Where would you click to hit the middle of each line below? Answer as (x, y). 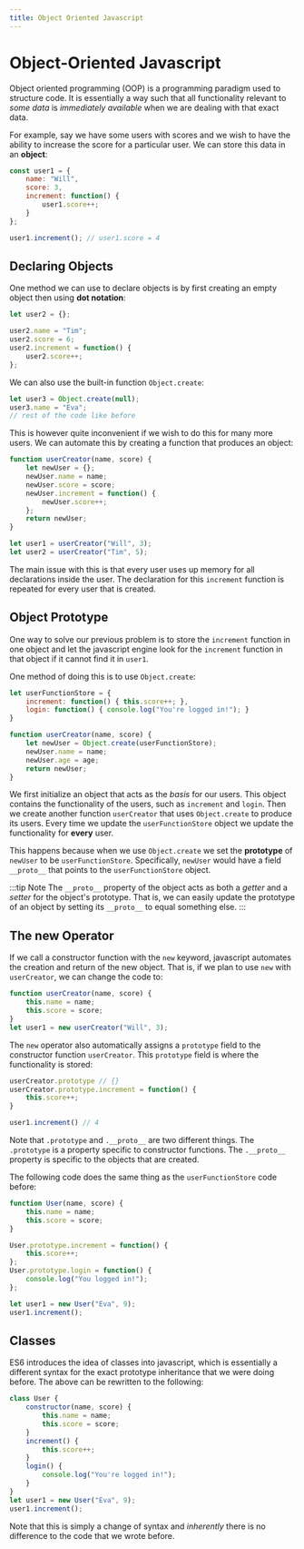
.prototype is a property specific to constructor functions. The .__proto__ (147, 1149)
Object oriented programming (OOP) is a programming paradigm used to (145, 88)
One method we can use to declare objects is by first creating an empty (143, 289)
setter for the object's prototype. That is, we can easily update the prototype (152, 897)
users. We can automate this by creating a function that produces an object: (152, 443)
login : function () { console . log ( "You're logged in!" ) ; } (137, 710)
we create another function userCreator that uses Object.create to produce (151, 814)
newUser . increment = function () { (91, 493)
